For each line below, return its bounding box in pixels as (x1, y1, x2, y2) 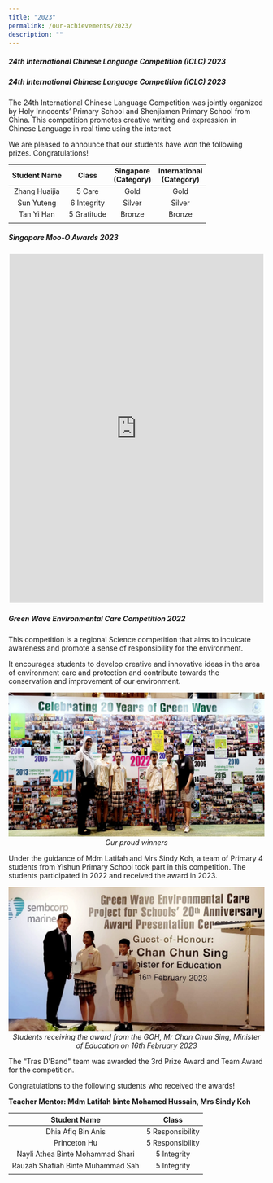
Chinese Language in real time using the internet (8, 123, 171, 134)
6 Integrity (70, 198, 106, 208)
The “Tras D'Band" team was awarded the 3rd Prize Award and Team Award (8, 1057, 263, 1067)
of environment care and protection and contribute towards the (8, 668, 219, 677)
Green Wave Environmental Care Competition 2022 (8, 614, 186, 624)
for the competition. (8, 1065, 75, 1075)
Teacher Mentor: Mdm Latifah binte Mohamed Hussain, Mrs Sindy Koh (8, 1097, 251, 1106)
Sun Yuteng (17, 198, 57, 208)
